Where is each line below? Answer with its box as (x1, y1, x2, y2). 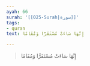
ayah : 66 (6, 8, 28, 15)
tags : (6, 20, 20, 26)
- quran (6, 25, 26, 32)
